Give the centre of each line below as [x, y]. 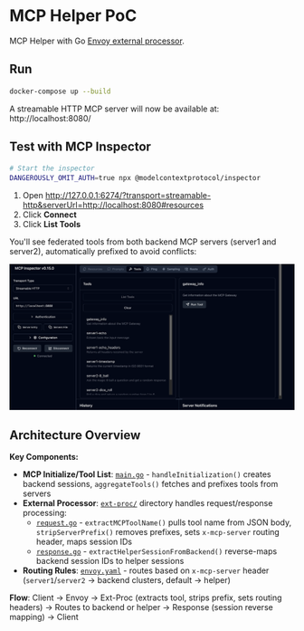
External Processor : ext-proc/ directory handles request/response [147, 503]
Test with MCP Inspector [81, 147]
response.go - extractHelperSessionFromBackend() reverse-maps [157, 551]
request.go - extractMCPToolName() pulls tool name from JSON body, [164, 522]
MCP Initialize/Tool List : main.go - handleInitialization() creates [147, 474]
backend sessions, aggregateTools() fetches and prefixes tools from [150, 484]
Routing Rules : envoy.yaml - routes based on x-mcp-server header [146, 570]
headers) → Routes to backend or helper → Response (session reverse [141, 607]
